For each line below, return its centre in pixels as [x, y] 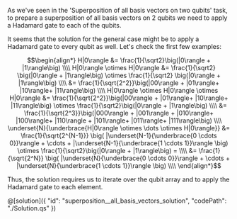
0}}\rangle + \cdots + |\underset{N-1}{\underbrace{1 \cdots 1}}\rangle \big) [119, 143]
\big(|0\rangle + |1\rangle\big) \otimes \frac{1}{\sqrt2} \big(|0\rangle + [119, 75]
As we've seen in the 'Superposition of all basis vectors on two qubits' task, [117, 10]
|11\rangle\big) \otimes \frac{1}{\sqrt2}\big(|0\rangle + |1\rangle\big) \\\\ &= [119, 105]
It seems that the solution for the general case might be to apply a [103, 39]
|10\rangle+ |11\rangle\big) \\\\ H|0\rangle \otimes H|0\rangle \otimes [119, 90]
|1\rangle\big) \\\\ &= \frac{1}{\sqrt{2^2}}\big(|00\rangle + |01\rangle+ [119, 83]
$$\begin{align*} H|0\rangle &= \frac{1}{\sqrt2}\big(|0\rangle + [119, 60]
